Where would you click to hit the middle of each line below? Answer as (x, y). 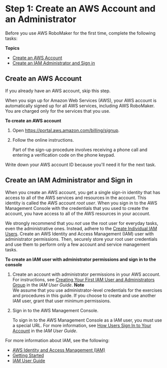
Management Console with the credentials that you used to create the (77, 208)
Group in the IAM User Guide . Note (48, 285)
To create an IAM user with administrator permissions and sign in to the (81, 259)
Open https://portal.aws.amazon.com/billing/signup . (66, 130)
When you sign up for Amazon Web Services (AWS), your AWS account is (81, 100)
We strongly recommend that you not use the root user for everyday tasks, (82, 223)
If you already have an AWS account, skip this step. (58, 91)
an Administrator (41, 19)
